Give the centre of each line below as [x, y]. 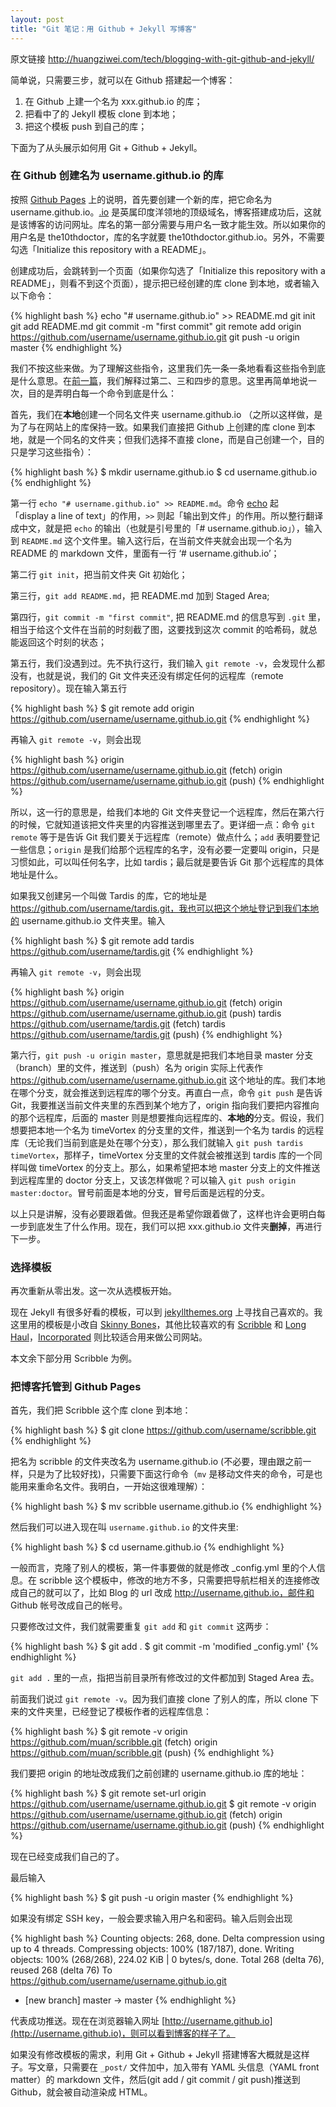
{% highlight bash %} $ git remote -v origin [99, 1732]
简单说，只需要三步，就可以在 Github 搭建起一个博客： [123, 80]
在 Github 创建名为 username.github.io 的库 [117, 176]
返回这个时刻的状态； [62, 642]
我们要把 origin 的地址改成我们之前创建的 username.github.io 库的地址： [159, 1773]
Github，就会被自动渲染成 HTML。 [81, 2092]
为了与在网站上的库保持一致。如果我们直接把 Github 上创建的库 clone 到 [158, 427]
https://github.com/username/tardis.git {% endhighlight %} [132, 951]
